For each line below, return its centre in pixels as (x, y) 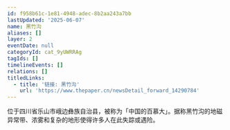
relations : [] (28, 71)
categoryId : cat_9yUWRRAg (44, 53)
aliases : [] (24, 33)
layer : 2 (20, 39)
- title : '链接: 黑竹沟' (46, 84)
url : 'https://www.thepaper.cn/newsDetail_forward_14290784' (109, 91)
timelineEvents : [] (35, 65)
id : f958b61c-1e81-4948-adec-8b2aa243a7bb (69, 13)
